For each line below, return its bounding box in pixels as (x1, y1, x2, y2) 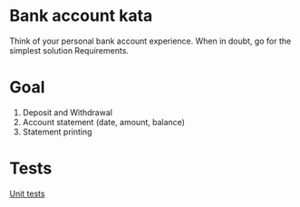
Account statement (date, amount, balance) (22, 116, 186, 127)
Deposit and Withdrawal (22, 106, 113, 118)
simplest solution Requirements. (9, 44, 130, 55)
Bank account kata (9, 5, 153, 26)
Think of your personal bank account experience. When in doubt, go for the (9, 35, 292, 46)
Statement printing (22, 126, 92, 137)
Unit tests (9, 188, 45, 199)
